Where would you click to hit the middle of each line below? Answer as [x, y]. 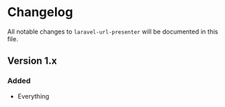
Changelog [40, 12]
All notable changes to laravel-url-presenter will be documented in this [113, 31]
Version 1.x [32, 61]
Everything [33, 96]
